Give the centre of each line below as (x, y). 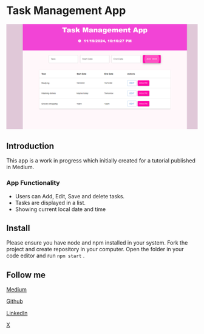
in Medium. (20, 167)
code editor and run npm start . (46, 256)
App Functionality (33, 183)
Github (15, 301)
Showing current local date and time (60, 209)
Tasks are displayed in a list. (50, 203)
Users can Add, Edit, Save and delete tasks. (70, 196)
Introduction (30, 146)
